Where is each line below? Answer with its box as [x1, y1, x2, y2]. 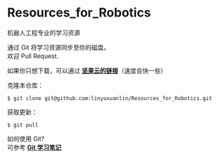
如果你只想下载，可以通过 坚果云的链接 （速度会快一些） [7, 66, 167, 75]
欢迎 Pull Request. [7, 52, 59, 60]
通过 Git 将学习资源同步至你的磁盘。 [7, 43, 110, 51]
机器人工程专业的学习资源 [7, 28, 80, 37]
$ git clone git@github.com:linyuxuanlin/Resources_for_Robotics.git [7, 95, 213, 101]
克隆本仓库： [7, 81, 44, 89]
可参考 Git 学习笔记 [7, 143, 62, 151]
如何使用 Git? [7, 135, 45, 143]
